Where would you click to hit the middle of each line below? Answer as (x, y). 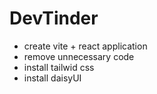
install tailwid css (59, 67)
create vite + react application (85, 46)
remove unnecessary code (79, 56)
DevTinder (54, 18)
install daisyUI (52, 78)
